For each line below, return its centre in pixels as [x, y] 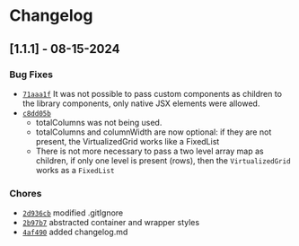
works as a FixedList [75, 170]
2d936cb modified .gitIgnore [73, 213]
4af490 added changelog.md [75, 232]
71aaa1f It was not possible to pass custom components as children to [152, 93]
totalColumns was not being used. [99, 122]
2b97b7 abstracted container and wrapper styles [111, 223]
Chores [26, 193]
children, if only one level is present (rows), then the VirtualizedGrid [163, 160]
